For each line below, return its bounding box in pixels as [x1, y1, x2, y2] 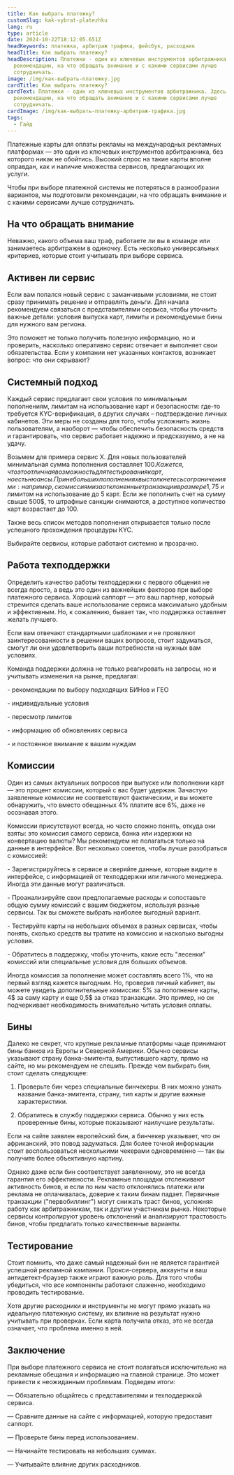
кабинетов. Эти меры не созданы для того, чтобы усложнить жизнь [7, 416, 210, 425]
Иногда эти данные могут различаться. [7, 880, 126, 888]
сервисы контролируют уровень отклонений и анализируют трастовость [7, 1212, 227, 1221]
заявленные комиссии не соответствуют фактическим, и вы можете [7, 793, 213, 801]
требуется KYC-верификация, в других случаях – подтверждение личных [7, 409, 228, 418]
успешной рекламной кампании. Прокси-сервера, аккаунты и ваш [7, 1266, 207, 1274]
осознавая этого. [7, 808, 59, 816]
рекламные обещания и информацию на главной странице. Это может [7, 1370, 219, 1379]
